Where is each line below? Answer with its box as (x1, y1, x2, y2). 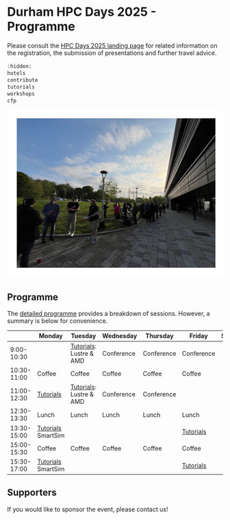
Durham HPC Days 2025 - (7, 4, 157, 20)
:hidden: (7, 63, 32, 69)
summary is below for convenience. (7, 317, 108, 325)
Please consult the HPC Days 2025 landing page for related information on (7, 41, 218, 49)
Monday (38, 332, 63, 340)
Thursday (145, 332, 174, 340)
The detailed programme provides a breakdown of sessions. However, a (7, 309, 210, 317)
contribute (7, 76, 38, 83)
